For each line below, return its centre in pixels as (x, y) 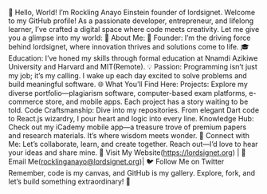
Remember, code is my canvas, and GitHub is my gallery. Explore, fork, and (132, 173)
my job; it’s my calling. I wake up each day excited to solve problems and (128, 75)
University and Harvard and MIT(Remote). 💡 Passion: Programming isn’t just (133, 67)
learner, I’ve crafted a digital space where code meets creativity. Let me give (134, 29)
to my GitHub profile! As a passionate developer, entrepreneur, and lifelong (131, 21)
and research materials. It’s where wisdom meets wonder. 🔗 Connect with (129, 135)
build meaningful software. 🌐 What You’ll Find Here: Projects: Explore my (128, 84)
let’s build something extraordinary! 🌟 (69, 181)
